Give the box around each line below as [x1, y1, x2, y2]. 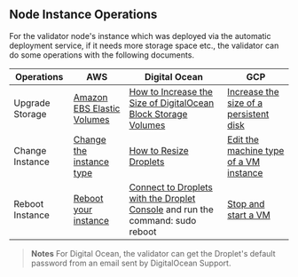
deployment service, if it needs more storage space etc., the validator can [9, 40, 279, 51]
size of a [227, 97, 263, 109]
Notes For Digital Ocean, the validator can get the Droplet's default [30, 248, 276, 258]
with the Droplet [129, 192, 196, 204]
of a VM [227, 155, 260, 168]
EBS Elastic [73, 102, 121, 115]
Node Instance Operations [9, 7, 158, 22]
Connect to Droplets [129, 181, 213, 194]
